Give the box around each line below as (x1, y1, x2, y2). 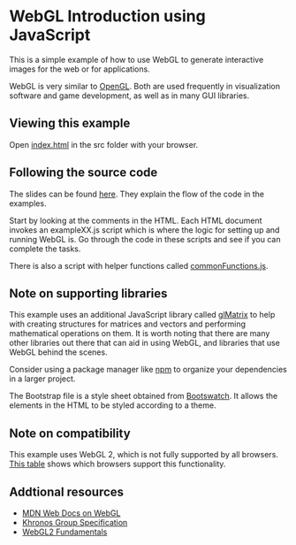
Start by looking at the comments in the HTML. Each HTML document (9, 215, 262, 226)
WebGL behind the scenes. (9, 347, 108, 357)
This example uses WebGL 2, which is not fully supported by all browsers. (9, 449, 278, 460)
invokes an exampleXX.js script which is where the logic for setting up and (9, 224, 280, 235)
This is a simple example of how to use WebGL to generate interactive (9, 54, 264, 65)
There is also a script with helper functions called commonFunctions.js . (9, 260, 269, 271)
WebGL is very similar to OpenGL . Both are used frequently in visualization (9, 81, 281, 91)
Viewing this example (9, 116, 131, 131)
